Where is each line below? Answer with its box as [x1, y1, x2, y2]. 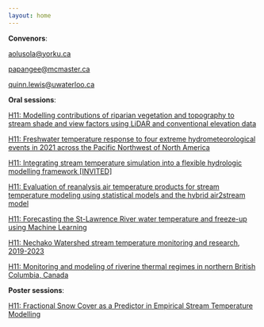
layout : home [8, 11, 52, 20]
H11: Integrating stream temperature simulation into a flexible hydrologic [8, 158, 243, 167]
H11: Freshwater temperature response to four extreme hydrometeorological [8, 134, 256, 144]
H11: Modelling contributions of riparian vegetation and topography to [8, 110, 235, 120]
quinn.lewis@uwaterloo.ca [8, 79, 95, 89]
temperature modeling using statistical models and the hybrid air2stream [8, 190, 246, 199]
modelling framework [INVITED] [8, 166, 113, 175]
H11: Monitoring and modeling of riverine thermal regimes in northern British [8, 261, 256, 271]
